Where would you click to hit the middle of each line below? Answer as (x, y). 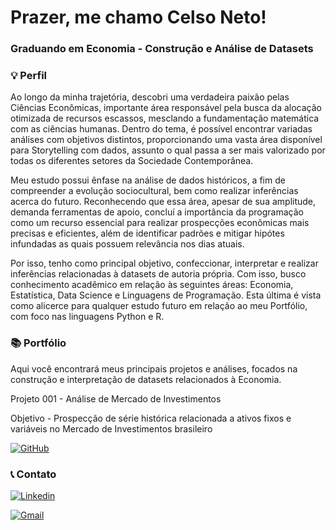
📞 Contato (33, 474)
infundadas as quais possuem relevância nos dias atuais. (127, 244)
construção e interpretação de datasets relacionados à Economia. (146, 379)
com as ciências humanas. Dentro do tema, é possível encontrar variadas (161, 129)
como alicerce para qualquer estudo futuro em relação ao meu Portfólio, (159, 306)
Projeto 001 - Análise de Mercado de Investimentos (116, 398)
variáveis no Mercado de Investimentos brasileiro (111, 428)
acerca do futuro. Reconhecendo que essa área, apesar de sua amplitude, (163, 202)
